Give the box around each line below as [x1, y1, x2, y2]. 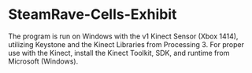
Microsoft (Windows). [8, 57, 79, 66]
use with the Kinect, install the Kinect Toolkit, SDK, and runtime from [8, 48, 230, 57]
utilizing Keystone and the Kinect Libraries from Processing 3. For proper [8, 39, 244, 49]
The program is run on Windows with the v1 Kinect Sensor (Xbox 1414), [8, 31, 239, 41]
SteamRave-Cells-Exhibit [8, 5, 177, 24]
